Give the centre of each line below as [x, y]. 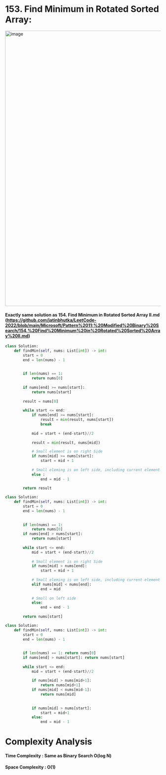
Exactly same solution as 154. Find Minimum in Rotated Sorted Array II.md [83, 315]
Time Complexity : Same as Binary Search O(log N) [59, 755]
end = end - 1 [55, 608]
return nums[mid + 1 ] [60, 685]
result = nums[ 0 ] [41, 401]
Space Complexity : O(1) [30, 767]
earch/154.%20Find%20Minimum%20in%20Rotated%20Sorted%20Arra [83, 330]
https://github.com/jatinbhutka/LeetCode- [52, 320]
